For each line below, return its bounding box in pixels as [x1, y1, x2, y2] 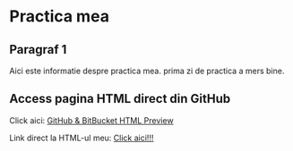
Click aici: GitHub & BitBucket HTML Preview [9, 114, 174, 126]
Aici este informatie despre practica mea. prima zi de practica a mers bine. [9, 65, 285, 76]
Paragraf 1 [9, 42, 67, 57]
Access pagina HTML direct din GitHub [9, 91, 231, 106]
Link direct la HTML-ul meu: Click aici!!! [9, 132, 154, 143]
